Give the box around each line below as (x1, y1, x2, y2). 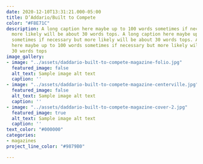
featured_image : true (11, 110, 66, 116)
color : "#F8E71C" (6, 20, 50, 26)
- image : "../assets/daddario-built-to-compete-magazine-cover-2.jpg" (6, 104, 188, 110)
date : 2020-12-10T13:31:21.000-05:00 (6, 8, 101, 15)
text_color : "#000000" (6, 127, 63, 133)
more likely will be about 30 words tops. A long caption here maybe (11, 31, 190, 37)
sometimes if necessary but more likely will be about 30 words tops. (11, 37, 193, 43)
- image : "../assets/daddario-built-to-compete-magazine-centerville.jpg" (6, 82, 199, 88)
